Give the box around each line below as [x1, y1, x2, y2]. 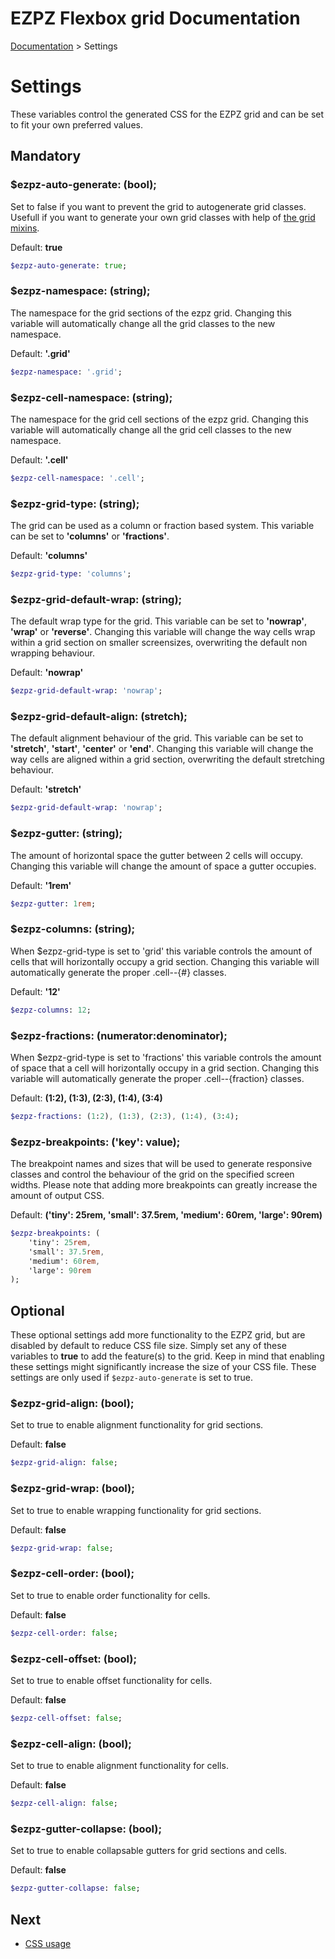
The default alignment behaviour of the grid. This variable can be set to [10, 732, 304, 744]
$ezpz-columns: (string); [10, 922, 136, 936]
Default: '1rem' [10, 879, 72, 891]
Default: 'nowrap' [10, 667, 84, 679]
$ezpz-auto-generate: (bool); [10, 178, 157, 192]
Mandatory [10, 148, 82, 165]
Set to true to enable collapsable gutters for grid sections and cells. [10, 1845, 288, 1857]
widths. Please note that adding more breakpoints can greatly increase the [10, 1179, 318, 1191]
